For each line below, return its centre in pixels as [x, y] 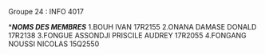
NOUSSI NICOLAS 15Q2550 [54, 44]
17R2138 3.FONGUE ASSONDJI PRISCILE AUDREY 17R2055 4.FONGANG [128, 35]
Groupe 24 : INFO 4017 [46, 12]
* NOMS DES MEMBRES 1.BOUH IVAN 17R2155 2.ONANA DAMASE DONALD [132, 27]
